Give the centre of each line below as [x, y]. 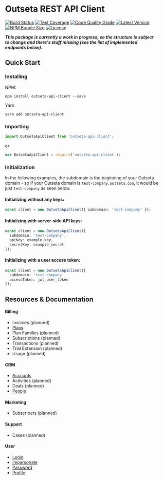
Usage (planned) [29, 353]
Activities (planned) [32, 381]
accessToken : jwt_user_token [39, 279]
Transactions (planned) [35, 343]
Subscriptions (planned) [36, 338]
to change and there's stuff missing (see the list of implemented [71, 42]
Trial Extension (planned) [37, 348]
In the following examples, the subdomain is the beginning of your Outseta [80, 178]
